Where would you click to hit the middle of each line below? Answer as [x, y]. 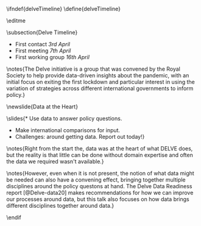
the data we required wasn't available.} [55, 161]
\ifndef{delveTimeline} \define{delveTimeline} [63, 9]
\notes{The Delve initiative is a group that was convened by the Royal [93, 69]
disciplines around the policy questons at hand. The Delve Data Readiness [100, 186]
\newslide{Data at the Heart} [42, 107]
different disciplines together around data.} [60, 206]
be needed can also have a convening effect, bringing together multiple [96, 180]
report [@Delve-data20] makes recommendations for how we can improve [100, 192]
